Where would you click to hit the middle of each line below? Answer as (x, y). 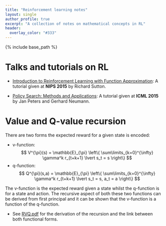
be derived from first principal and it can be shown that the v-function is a (81, 199)
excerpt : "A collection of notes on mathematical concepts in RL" (75, 24)
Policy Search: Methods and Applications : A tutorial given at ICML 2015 (85, 96)
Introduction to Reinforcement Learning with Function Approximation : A (85, 81)
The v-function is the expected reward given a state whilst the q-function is (82, 188)
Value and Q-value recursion (66, 121)
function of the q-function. (32, 204)
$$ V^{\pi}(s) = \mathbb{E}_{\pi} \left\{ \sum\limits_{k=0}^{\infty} (87, 152)
